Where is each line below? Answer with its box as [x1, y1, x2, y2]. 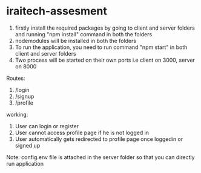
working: [6, 111, 28, 118]
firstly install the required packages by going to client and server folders [15, 24, 195, 31]
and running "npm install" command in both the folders [15, 30, 153, 38]
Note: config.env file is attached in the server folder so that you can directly [6, 153, 195, 161]
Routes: [6, 74, 25, 82]
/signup [15, 93, 35, 100]
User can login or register [15, 122, 79, 129]
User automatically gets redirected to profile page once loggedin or [15, 135, 183, 143]
